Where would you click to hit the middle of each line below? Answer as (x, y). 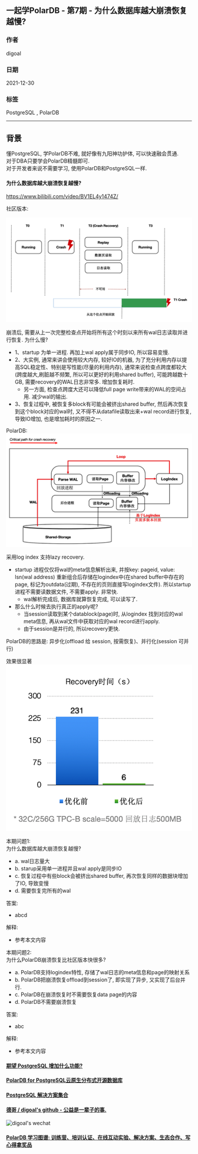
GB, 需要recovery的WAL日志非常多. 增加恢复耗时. (75, 382)
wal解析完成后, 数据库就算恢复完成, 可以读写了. (80, 599)
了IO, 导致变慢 (32, 883)
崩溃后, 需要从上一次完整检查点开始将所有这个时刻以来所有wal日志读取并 (94, 332)
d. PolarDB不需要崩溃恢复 (46, 1002)
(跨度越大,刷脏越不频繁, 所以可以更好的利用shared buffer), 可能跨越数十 (101, 375)
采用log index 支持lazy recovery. (45, 557)
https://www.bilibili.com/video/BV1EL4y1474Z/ (62, 196)
